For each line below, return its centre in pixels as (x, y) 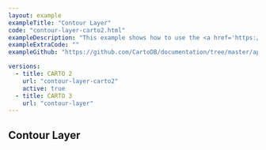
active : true (44, 88)
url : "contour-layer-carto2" (70, 81)
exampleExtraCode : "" (44, 45)
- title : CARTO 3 (44, 96)
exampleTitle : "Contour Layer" (60, 23)
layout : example (35, 15)
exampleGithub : (33, 52)
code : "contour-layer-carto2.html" (67, 30)
